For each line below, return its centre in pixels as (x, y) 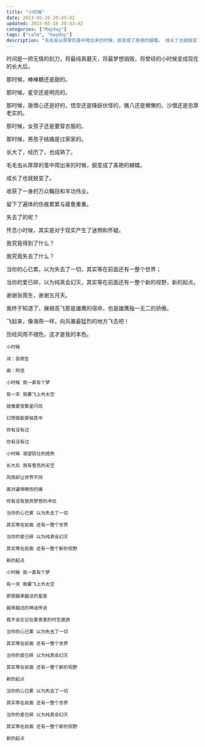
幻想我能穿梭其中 (25, 418)
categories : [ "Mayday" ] (37, 29)
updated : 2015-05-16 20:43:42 (45, 23)
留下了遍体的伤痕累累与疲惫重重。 (49, 204)
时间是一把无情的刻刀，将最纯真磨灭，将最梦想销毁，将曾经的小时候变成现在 (103, 58)
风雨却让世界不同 (25, 478)
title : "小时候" (26, 12)
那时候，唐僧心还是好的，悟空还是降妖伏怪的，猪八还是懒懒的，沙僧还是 (97, 105)
